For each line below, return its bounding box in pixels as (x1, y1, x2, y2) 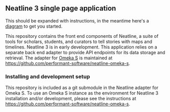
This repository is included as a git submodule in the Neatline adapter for (5, 84, 159, 91)
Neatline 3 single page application (5, 4, 116, 13)
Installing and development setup (5, 73, 90, 80)
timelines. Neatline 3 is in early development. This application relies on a (5, 43, 157, 50)
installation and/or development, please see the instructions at (5, 96, 136, 102)
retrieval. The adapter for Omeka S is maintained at (5, 55, 113, 61)
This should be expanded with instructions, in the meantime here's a (5, 17, 149, 24)
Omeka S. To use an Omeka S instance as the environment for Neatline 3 (5, 90, 159, 96)
